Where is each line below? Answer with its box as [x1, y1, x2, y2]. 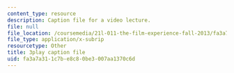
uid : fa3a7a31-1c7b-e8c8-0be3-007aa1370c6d [7, 56, 136, 63]
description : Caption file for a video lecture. [7, 17, 151, 24]
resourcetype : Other [7, 42, 68, 49]
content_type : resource [7, 10, 77, 17]
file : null [7, 23, 39, 30]
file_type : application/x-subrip [7, 36, 104, 43]
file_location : [7, 29, 52, 37]
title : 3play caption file [7, 49, 86, 56]
